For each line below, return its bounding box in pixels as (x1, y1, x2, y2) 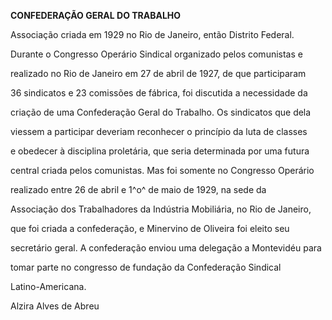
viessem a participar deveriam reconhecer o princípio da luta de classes (10, 126, 308, 137)
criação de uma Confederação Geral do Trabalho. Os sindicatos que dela (10, 106, 312, 118)
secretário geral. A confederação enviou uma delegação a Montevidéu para (10, 242, 322, 254)
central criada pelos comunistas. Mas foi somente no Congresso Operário (10, 165, 315, 176)
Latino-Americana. (10, 281, 87, 292)
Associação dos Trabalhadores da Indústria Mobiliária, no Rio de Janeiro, (10, 203, 312, 215)
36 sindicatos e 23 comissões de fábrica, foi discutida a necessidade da (10, 87, 308, 99)
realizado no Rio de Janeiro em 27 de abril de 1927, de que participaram (10, 68, 307, 79)
